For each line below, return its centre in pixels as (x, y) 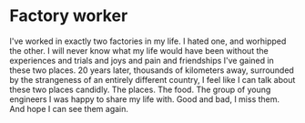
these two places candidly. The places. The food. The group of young (140, 89)
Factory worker (69, 16)
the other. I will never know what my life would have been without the (139, 50)
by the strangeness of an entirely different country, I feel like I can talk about (152, 79)
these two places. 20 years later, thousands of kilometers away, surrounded (152, 70)
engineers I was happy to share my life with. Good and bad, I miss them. (145, 99)
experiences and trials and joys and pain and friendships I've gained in (142, 60)
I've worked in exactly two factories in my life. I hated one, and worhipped (148, 41)
